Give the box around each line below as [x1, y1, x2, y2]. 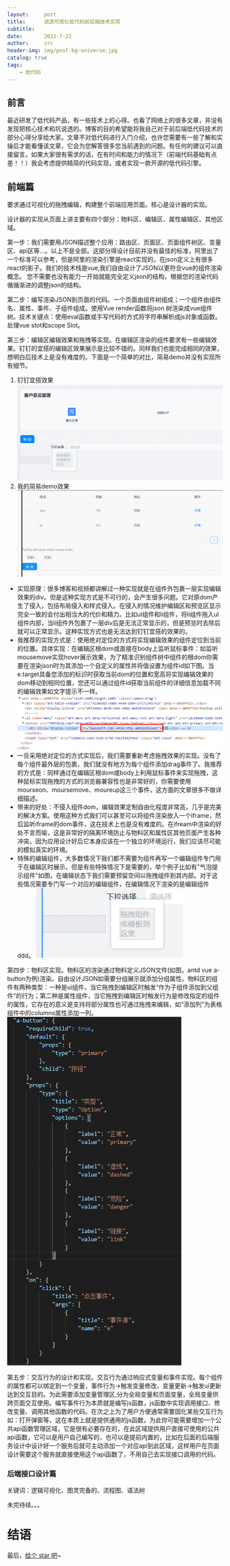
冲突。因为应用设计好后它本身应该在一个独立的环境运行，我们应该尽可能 [16, 837, 221, 845]
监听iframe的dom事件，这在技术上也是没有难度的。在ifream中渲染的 [23, 820, 216, 828]
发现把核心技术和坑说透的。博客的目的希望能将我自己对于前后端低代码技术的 [7, 125, 223, 133]
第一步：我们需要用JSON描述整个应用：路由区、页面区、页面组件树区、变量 [7, 238, 222, 247]
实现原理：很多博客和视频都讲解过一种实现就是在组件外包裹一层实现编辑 [16, 584, 221, 593]
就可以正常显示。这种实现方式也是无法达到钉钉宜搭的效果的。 [16, 627, 192, 636]
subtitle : [7, 25, 36, 32]
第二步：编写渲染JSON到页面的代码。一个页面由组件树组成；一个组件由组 [7, 295, 216, 304]
